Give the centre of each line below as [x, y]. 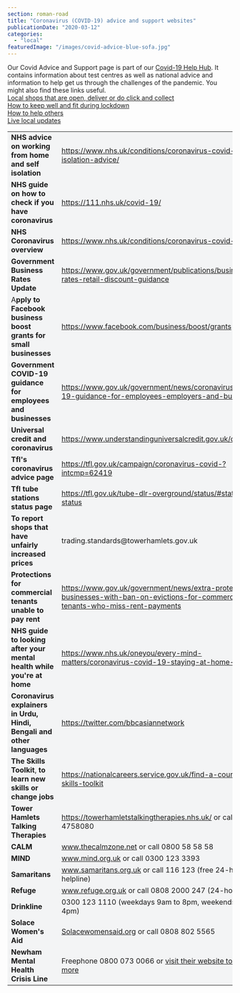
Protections [31, 574]
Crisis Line [30, 979]
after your [28, 649]
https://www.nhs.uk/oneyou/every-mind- [131, 653]
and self [25, 164]
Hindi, [21, 723]
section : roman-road [38, 14]
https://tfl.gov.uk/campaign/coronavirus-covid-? [144, 464]
